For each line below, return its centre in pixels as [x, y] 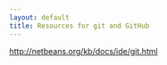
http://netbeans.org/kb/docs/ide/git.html [83, 51]
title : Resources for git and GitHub [79, 26]
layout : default [39, 17]
